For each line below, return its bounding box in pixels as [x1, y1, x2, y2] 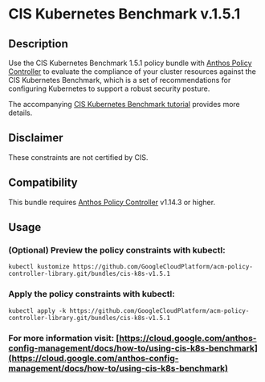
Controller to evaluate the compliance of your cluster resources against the [8, 67, 257, 76]
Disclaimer [8, 131, 63, 145]
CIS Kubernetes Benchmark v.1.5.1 [8, 5, 241, 23]
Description [8, 37, 68, 51]
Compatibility [8, 176, 78, 190]
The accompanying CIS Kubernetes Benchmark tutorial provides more [8, 100, 241, 109]
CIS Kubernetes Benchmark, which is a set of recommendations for [8, 76, 231, 84]
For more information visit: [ [8, 332, 120, 343]
